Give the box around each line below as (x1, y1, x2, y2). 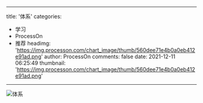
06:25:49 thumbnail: (14, 59, 66, 67)
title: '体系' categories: (6, 13, 62, 20)
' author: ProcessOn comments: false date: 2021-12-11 (41, 53, 176, 60)
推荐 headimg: (14, 40, 51, 47)
